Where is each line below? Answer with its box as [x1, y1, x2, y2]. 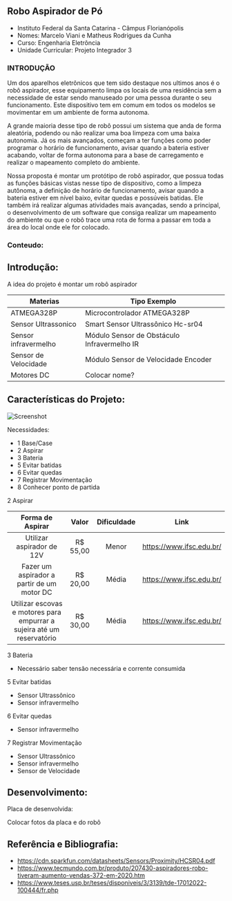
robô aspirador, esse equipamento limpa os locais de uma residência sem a [7, 86, 222, 95]
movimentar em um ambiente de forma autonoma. [7, 108, 150, 117]
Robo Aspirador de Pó [7, 6, 103, 17]
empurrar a [18, 616, 55, 625]
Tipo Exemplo [130, 296, 177, 306]
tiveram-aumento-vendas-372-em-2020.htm [17, 871, 146, 880]
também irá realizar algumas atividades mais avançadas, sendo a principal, [7, 201, 221, 209]
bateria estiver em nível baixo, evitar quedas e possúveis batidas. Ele [7, 193, 204, 202]
